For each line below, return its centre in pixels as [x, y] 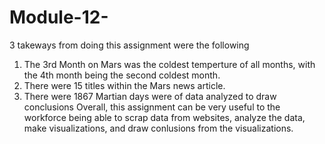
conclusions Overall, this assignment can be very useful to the [152, 107]
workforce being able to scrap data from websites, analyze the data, [164, 117]
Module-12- [59, 17]
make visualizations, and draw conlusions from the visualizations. [158, 128]
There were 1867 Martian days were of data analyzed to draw [150, 96]
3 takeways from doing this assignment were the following [129, 45]
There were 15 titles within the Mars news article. [124, 85]
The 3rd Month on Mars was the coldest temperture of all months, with [169, 64]
